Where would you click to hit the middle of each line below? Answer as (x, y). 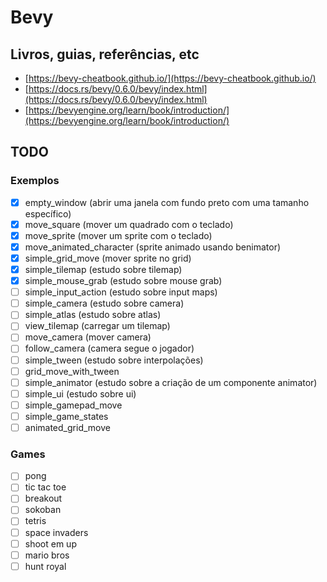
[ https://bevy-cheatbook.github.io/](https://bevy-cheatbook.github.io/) (170, 78)
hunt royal (45, 566)
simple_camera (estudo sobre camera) (104, 303)
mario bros (47, 555)
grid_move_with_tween (72, 371)
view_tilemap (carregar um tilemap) (97, 326)
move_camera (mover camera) (88, 337)
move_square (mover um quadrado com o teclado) (129, 224)
